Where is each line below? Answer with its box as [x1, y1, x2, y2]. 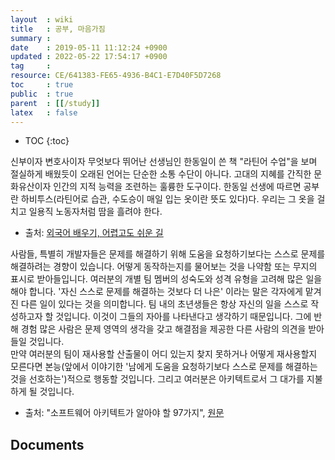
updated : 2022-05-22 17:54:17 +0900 [10, 52, 168, 62]
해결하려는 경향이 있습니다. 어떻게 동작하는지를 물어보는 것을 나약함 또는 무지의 [10, 261, 318, 273]
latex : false [10, 107, 78, 118]
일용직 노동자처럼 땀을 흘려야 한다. [28, 206, 163, 218]
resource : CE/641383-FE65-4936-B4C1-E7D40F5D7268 [10, 71, 222, 81]
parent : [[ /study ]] [10, 98, 101, 108]
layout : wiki [10, 14, 74, 25]
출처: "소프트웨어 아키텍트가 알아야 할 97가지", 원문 [24, 407, 225, 419]
